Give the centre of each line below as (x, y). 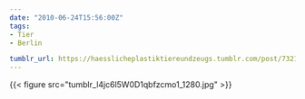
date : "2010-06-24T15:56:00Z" (67, 18)
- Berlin (26, 43)
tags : (20, 26)
